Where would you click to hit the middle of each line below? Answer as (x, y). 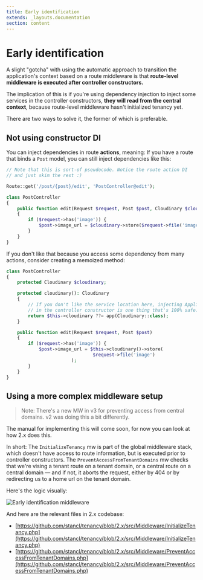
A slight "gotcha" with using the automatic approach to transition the (92, 69)
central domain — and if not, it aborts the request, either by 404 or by (93, 472)
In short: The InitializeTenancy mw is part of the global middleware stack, (100, 447)
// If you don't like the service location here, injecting (105, 304)
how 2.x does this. (29, 435)
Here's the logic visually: (37, 491)
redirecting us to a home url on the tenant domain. (69, 479)
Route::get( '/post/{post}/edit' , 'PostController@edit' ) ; (81, 186)
